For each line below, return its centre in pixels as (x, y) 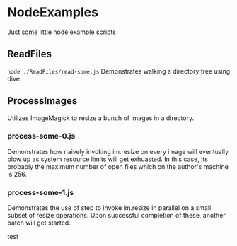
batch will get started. (39, 223)
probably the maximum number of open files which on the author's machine (118, 166)
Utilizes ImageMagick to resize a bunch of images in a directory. (101, 118)
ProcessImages (42, 101)
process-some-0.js (41, 136)
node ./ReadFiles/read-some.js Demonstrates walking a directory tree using (119, 71)
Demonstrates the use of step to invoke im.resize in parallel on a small (109, 208)
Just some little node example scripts (62, 32)
